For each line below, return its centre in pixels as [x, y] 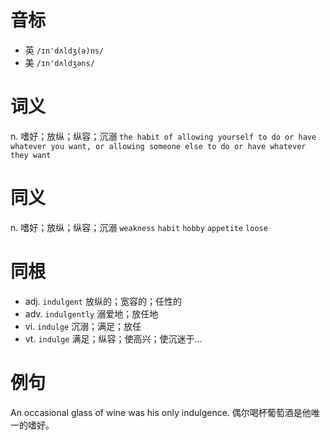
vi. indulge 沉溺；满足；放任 [83, 326]
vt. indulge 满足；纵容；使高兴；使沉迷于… [113, 338]
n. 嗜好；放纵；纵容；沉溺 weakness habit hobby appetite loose [139, 227]
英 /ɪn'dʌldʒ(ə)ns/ [64, 50]
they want [31, 155]
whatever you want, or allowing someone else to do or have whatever [158, 146]
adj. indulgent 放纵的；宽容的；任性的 [103, 301]
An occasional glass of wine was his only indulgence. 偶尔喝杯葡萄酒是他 [161, 412]
